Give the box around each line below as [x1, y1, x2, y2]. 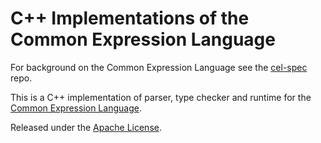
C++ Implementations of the [10, 7, 250, 30]
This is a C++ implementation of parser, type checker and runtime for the [10, 91, 312, 103]
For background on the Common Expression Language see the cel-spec [10, 61, 308, 73]
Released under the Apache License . [10, 121, 162, 133]
